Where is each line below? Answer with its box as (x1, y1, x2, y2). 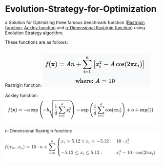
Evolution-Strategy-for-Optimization (5, 3, 157, 15)
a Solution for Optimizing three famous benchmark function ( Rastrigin (5, 19, 145, 25)
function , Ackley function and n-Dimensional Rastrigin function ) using (5, 24, 145, 30)
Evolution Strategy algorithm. (5, 30, 63, 36)
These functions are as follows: (5, 39, 68, 45)
